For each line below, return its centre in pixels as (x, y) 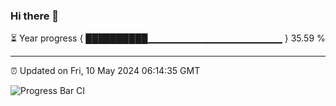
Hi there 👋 (35, 16)
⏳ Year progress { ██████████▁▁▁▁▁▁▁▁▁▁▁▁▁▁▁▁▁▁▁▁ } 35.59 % (168, 38)
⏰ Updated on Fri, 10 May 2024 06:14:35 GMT (105, 71)
